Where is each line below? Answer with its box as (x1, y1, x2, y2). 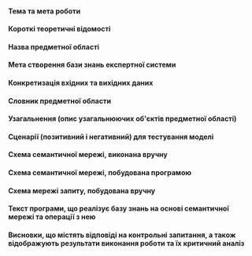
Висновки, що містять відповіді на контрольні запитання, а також (8, 230, 236, 240)
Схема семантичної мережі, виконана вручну (8, 150, 168, 159)
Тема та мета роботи (8, 6, 81, 16)
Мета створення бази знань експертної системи (8, 60, 176, 70)
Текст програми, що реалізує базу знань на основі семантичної (8, 204, 230, 214)
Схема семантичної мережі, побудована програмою (8, 167, 191, 177)
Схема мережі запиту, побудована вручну (8, 185, 156, 196)
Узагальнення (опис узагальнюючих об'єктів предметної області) (8, 114, 237, 123)
